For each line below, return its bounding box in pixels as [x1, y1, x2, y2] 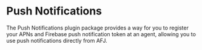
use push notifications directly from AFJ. [6, 37, 107, 44]
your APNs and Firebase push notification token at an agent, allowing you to [6, 30, 196, 37]
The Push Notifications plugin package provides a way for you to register [6, 24, 189, 31]
